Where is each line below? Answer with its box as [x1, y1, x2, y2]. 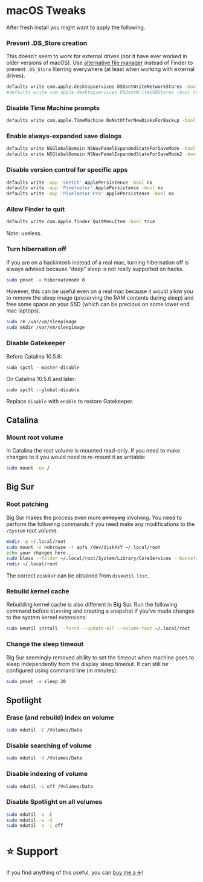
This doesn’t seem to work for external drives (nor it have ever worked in [6, 53, 187, 60]
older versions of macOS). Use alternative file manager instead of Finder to [6, 59, 193, 67]
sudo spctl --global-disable [6, 386, 80, 393]
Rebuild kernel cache [6, 587, 69, 596]
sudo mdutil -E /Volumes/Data [6, 727, 83, 733]
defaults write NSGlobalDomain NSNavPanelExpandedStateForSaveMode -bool [6, 146, 196, 152]
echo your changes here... [6, 550, 74, 556]
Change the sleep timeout [6, 640, 84, 648]
